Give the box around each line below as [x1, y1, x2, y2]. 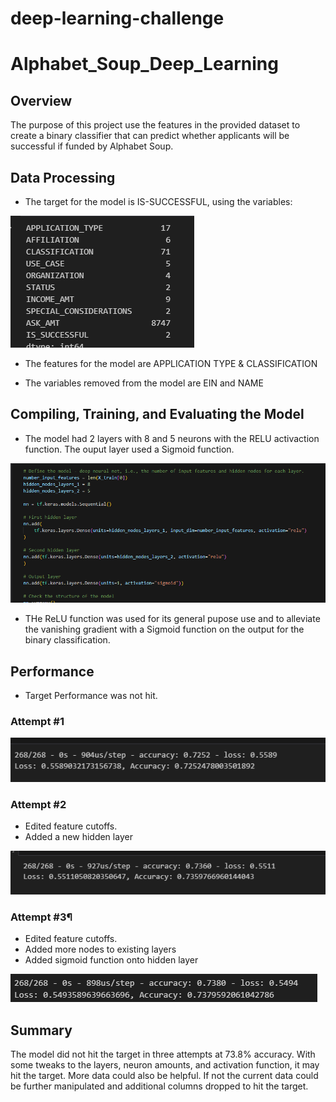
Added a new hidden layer [24, 830, 133, 842]
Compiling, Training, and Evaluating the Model [10, 406, 305, 423]
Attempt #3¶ [10, 910, 73, 924]
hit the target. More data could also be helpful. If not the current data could [10, 1070, 319, 1082]
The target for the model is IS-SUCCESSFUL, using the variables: [24, 196, 293, 207]
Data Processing [10, 169, 116, 186]
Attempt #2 [10, 797, 67, 811]
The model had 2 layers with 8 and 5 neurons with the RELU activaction [24, 432, 320, 444]
